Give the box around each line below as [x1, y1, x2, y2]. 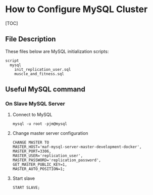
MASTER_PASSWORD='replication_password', [12, 158, 101, 163]
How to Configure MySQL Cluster [5, 4, 148, 15]
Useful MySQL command [5, 85, 86, 94]
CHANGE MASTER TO [12, 140, 49, 145]
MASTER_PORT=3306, [12, 149, 52, 154]
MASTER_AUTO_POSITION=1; [12, 167, 65, 172]
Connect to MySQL [12, 112, 53, 118]
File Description [5, 35, 56, 43]
